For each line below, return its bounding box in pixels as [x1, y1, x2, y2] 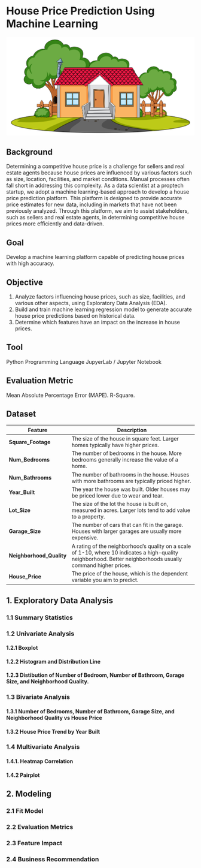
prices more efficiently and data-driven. [6, 220, 105, 227]
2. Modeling [6, 789, 52, 799]
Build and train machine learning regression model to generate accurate [14, 306, 193, 313]
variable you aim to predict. [71, 576, 139, 583]
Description [117, 426, 147, 433]
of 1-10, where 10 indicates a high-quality [71, 548, 178, 556]
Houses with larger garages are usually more [71, 528, 182, 535]
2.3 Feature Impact [6, 839, 63, 847]
